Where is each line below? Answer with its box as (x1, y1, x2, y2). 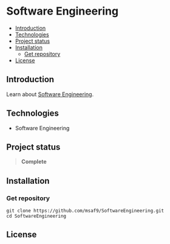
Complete (21, 158, 47, 166)
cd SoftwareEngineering (6, 213, 67, 220)
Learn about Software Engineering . (6, 90, 94, 98)
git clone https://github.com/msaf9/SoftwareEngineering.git (6, 208, 165, 214)
